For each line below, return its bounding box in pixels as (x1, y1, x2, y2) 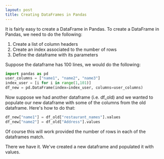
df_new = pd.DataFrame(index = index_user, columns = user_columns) (5, 85, 143, 91)
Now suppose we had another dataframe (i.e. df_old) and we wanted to (5, 94, 153, 100)
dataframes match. (5, 134, 44, 140)
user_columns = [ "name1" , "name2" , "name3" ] (5, 76, 100, 81)
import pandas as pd (5, 71, 49, 76)
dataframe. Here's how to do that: (5, 105, 76, 111)
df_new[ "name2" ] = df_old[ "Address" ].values (5, 119, 100, 124)
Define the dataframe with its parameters (12, 51, 98, 58)
